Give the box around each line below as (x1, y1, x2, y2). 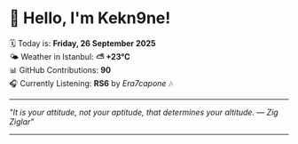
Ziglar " (9, 116, 35, 127)
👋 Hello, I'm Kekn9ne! (9, 8, 171, 28)
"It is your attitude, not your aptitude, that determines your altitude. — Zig (9, 107, 279, 117)
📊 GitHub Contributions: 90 (9, 64, 112, 75)
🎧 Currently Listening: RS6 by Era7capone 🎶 (9, 77, 174, 88)
